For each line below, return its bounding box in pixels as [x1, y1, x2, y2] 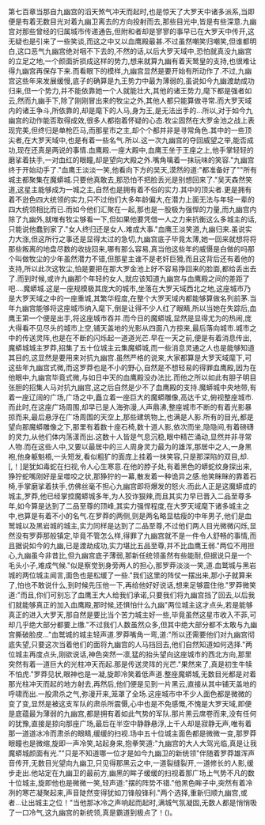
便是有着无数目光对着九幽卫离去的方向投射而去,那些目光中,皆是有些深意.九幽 [8, 17, 257, 26]
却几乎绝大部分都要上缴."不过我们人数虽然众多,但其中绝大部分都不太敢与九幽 [8, 620, 258, 629]
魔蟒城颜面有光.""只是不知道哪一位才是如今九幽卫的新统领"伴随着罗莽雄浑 [8, 748, 248, 758]
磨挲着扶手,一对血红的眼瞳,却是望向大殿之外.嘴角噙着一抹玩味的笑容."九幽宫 [8, 155, 255, 165]
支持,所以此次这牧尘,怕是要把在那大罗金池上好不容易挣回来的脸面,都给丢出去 [8, 264, 257, 273]
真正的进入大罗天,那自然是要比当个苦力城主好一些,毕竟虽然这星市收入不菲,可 [8, 610, 257, 619]
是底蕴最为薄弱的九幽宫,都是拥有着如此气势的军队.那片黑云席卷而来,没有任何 [8, 709, 257, 718]
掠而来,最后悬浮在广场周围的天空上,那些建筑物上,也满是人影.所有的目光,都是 [8, 412, 255, 422]
